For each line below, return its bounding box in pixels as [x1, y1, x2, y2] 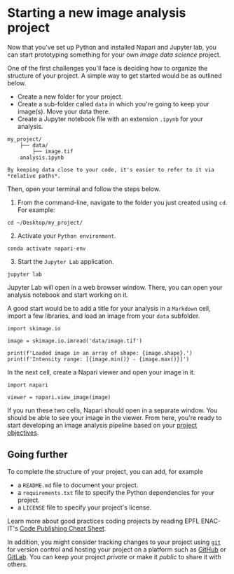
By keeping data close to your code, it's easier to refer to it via [7, 166, 215, 173]
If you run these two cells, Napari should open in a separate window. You [7, 406, 218, 414]
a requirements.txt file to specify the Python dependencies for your [17, 488, 215, 496]
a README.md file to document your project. [17, 481, 139, 489]
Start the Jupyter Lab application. [17, 257, 114, 265]
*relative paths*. [7, 172, 61, 179]
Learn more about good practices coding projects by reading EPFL [7, 517, 200, 525]
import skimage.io [7, 325, 61, 332]
